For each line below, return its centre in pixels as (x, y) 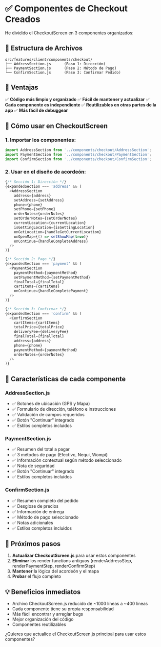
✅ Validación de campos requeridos (48, 414)
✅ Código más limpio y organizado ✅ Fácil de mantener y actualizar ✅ (77, 99)
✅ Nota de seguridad (33, 466)
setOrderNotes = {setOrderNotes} (46, 219)
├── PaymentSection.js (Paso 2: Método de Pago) (61, 68)
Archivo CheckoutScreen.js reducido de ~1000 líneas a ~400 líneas (80, 604)
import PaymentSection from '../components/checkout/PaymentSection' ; (78, 155)
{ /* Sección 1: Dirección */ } (36, 182)
